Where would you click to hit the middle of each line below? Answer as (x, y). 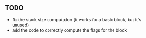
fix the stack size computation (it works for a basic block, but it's (77, 19)
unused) (20, 25)
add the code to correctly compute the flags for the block (69, 30)
